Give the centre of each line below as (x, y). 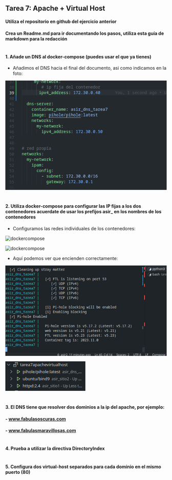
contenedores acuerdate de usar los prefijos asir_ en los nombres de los (83, 212)
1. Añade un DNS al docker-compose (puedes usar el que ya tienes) (78, 56)
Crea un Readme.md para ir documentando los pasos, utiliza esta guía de (85, 33)
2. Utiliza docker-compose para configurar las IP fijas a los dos (73, 206)
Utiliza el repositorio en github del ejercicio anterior (61, 21)
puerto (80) (18, 472)
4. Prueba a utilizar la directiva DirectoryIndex (55, 449)
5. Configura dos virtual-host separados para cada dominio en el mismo (83, 467)
